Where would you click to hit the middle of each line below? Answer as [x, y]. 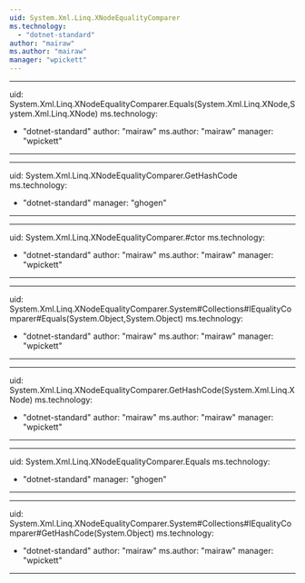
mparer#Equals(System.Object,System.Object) [97, 318]
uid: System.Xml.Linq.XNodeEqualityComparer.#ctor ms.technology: [138, 237]
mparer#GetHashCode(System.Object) [82, 533]
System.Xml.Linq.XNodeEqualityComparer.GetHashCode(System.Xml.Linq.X [152, 390]
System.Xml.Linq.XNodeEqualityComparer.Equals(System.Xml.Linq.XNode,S [152, 104]
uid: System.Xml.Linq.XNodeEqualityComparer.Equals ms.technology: [140, 461]
